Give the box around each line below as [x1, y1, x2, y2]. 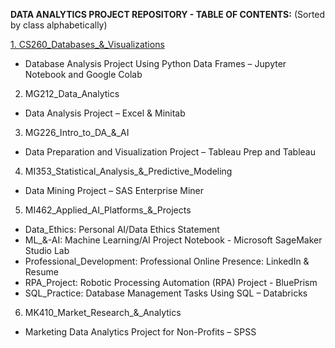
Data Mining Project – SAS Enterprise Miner [24, 185, 205, 196]
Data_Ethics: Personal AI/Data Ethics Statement [24, 224, 220, 235]
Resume [24, 266, 59, 278]
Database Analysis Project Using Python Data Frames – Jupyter [24, 58, 287, 69]
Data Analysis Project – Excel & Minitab [24, 107, 186, 119]
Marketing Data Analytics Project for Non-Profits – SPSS [24, 326, 257, 338]
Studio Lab [24, 245, 70, 256]
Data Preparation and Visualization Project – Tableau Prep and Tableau [24, 146, 316, 158]
